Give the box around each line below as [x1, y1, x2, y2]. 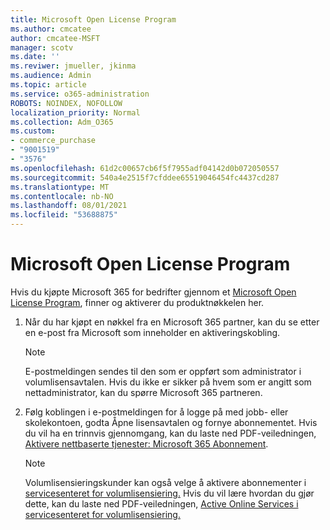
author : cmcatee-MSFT [10, 33, 101, 43]
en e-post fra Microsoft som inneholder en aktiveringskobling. [24, 326, 281, 338]
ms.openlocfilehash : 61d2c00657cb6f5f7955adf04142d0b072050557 [10, 163, 280, 173]
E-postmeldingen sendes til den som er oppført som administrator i [24, 365, 302, 377]
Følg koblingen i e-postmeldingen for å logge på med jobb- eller [24, 406, 289, 418]
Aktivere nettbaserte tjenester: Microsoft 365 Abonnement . [24, 437, 269, 450]
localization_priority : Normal [10, 107, 141, 118]
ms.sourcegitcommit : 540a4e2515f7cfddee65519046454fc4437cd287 [10, 172, 280, 183]
